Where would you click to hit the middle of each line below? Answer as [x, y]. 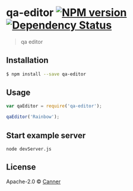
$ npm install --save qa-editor [46, 74]
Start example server [46, 136]
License [21, 167]
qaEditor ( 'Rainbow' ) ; [33, 117]
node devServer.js [29, 149]
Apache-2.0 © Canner [34, 182]
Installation [27, 60]
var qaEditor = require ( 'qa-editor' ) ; [54, 106]
